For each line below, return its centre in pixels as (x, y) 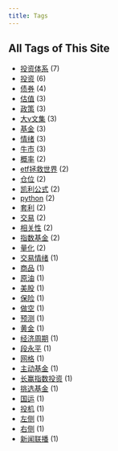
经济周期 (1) (39, 338)
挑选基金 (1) (39, 389)
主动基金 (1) (39, 369)
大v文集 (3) (39, 119)
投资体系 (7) (40, 68)
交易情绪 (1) (39, 258)
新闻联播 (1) (39, 439)
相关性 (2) (37, 228)
